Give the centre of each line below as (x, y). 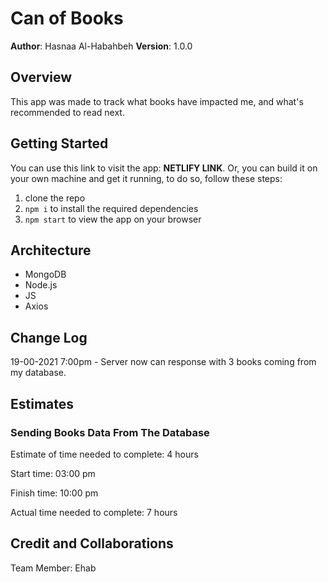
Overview (41, 77)
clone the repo (55, 198)
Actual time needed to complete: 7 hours (94, 512)
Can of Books (67, 18)
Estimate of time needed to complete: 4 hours (104, 454)
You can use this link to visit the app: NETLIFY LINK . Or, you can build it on (164, 168)
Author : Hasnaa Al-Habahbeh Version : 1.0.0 (101, 46)
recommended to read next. (67, 112)
